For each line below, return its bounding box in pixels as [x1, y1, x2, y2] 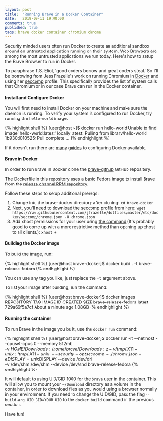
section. [5, 402, 21, 407]
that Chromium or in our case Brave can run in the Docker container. [5, 84, 142, 89]
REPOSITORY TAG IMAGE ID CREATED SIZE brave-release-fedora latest [5, 299, 149, 305]
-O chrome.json [64, 215, 95, 219]
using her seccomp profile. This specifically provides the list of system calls [5, 78, 157, 84]
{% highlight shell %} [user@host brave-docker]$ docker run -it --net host [5, 336, 155, 341]
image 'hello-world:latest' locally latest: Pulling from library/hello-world [5, 130, 147, 136]
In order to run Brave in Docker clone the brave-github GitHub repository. [5, 167, 152, 172]
